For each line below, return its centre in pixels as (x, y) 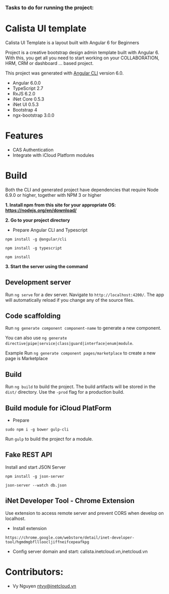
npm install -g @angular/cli (36, 239)
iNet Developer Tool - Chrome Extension (70, 501)
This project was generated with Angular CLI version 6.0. (65, 73)
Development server (38, 282)
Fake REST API (29, 455)
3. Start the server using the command (47, 266)
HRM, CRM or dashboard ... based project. (49, 63)
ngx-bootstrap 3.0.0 (33, 115)
